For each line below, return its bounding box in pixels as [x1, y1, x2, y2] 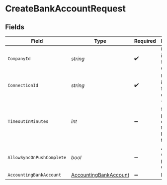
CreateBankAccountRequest [5, 3, 126, 14]
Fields [5, 23, 25, 31]
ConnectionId [7, 83, 39, 88]
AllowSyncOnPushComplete [7, 155, 67, 160]
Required [134, 38, 157, 44]
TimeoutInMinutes [7, 119, 49, 124]
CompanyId [7, 56, 31, 61]
